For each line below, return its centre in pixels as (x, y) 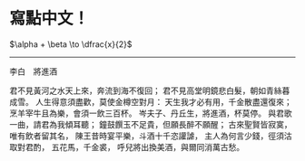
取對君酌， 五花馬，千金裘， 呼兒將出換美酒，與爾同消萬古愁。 (127, 147)
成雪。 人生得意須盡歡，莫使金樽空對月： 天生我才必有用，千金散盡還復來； (151, 101)
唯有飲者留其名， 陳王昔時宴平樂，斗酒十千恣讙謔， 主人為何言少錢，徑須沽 (151, 136)
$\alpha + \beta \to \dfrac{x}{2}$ (71, 44)
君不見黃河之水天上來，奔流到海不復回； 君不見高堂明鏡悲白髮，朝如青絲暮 (150, 90)
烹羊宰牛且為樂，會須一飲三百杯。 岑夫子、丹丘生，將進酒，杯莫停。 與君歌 (151, 113)
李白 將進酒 (33, 71)
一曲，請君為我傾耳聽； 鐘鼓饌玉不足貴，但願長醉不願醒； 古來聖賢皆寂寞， (151, 124)
